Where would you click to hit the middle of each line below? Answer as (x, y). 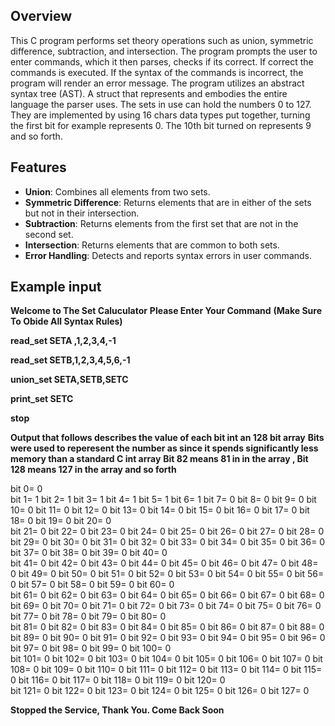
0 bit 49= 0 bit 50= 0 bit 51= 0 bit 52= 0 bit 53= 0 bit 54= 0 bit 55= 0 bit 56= (167, 574)
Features (38, 167)
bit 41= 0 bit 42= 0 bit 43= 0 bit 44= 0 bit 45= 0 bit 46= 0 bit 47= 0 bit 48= (164, 563)
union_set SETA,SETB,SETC (69, 380)
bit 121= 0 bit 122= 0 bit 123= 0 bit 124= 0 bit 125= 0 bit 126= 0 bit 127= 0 (160, 691)
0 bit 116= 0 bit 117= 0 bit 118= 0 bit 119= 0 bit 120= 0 (118, 680)
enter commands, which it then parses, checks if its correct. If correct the (162, 61)
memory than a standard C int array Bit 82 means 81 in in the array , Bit (159, 459)
